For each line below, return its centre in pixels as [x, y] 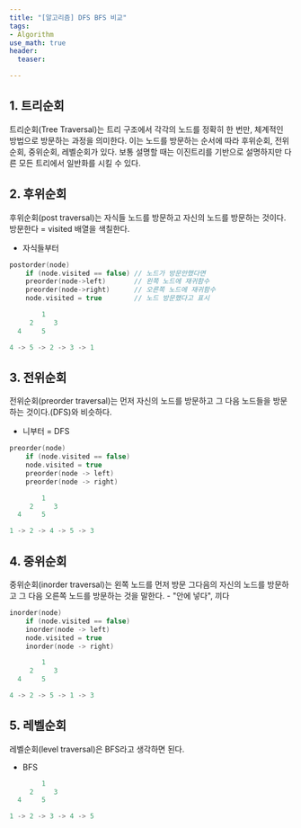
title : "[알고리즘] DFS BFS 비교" [68, 18]
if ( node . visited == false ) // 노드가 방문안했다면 [116, 273]
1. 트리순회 [37, 106]
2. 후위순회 [38, 194]
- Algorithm [31, 34]
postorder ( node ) [40, 265]
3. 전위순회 [38, 377]
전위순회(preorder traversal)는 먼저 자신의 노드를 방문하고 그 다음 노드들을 [140, 401]
